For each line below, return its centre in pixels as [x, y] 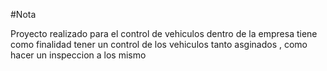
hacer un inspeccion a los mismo [78, 55]
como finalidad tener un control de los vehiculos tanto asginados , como [159, 44]
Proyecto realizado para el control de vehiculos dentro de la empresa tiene [164, 33]
